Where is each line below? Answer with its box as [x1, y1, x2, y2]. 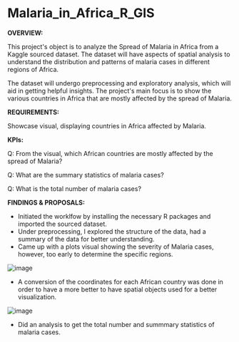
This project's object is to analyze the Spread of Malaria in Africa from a [7, 42, 219, 51]
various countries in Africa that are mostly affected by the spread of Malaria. [7, 94, 232, 103]
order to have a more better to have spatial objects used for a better [17, 285, 218, 294]
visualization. [17, 292, 57, 301]
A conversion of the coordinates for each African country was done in [17, 277, 223, 286]
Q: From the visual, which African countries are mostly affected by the [7, 149, 213, 157]
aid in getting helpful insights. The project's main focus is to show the [7, 86, 212, 95]
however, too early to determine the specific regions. [17, 249, 173, 258]
